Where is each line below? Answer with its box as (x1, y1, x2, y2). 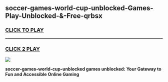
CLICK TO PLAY (5, 27, 44, 34)
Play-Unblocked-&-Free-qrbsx (5, 12, 102, 20)
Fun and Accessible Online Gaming (5, 71, 79, 77)
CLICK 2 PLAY (5, 45, 40, 52)
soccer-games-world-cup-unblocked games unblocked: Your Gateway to (5, 66, 161, 72)
